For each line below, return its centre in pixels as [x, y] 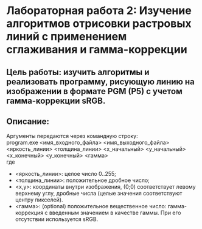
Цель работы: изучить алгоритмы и [78, 72]
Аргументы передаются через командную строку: [72, 136]
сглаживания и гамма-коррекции [97, 50]
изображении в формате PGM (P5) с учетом [94, 91]
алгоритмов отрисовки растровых [99, 24]
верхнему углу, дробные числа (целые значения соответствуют [99, 194]
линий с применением [67, 37]
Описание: [28, 121]
